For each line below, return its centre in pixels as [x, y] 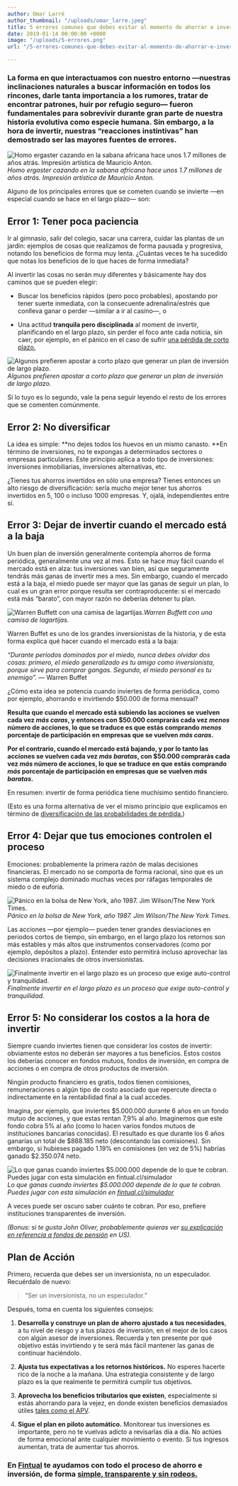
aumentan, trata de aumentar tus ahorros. [78, 1447]
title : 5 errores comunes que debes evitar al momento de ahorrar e [110, 27]
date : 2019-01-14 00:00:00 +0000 [57, 34]
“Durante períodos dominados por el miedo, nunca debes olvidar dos [109, 654]
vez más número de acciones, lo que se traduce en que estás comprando [117, 764]
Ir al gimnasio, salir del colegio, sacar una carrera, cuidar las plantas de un [116, 239]
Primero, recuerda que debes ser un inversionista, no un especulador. [109, 1274]
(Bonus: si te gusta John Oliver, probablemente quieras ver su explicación [115, 1227]
